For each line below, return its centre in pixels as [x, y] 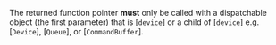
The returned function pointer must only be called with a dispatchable [138, 13]
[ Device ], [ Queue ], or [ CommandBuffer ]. [77, 31]
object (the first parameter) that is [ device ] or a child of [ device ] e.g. [134, 22]
